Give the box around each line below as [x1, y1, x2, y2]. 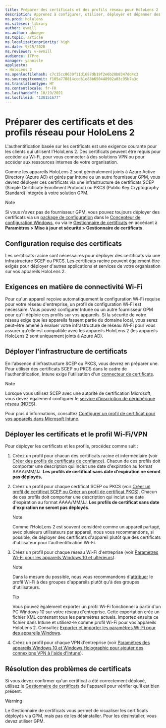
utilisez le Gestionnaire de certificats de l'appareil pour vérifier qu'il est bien [5, 683, 160, 689]
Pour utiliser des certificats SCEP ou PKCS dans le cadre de [5, 365, 127, 371]
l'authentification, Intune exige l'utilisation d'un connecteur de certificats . [5, 371, 155, 377]
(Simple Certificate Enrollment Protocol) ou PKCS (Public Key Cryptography [5, 185, 159, 191]
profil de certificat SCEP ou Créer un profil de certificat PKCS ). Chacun [12, 489, 157, 495]
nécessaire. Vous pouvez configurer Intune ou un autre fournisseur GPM [5, 306, 153, 312]
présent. [5, 688, 22, 694]
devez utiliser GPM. [5, 718, 45, 724]
